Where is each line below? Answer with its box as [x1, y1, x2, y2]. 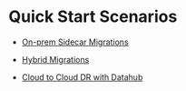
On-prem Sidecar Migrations [21, 36, 129, 47]
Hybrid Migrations [21, 54, 90, 65]
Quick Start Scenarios [8, 6, 178, 27]
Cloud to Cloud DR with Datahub [21, 71, 143, 83]
